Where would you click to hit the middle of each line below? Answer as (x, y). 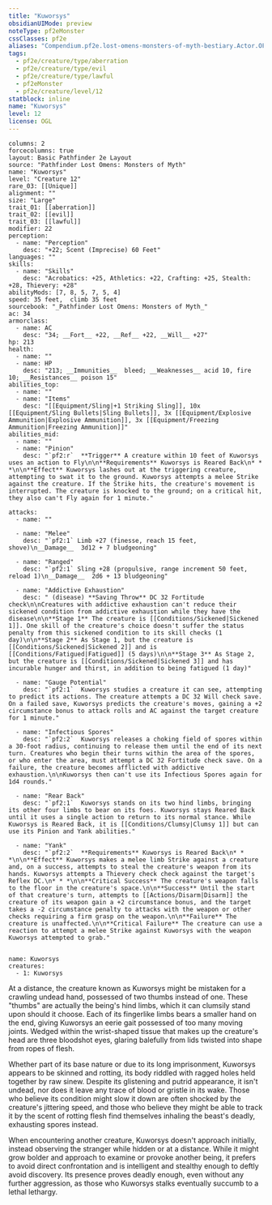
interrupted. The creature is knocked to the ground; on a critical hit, (136, 491)
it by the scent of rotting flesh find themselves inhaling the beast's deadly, (132, 1116)
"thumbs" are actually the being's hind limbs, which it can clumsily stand (130, 1005)
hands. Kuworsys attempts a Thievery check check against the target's (132, 874)
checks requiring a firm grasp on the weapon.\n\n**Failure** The (123, 917)
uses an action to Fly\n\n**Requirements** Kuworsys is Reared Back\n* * (136, 463)
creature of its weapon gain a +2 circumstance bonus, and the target (130, 902)
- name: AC (34, 328)
